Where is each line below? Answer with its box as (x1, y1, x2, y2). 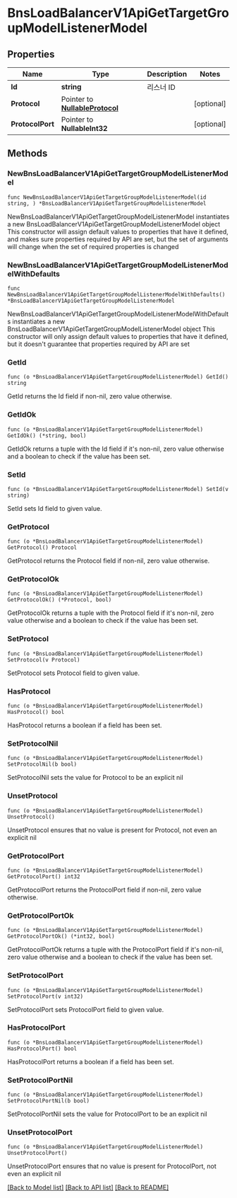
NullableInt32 (61, 124, 108, 133)
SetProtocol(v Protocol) (7, 656, 80, 663)
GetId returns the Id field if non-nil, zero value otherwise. (7, 392, 173, 401)
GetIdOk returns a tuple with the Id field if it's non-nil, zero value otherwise (7, 444, 224, 453)
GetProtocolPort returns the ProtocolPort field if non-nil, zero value (7, 885, 202, 894)
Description (147, 69, 188, 79)
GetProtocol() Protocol (7, 544, 78, 551)
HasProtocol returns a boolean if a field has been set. (7, 721, 162, 730)
